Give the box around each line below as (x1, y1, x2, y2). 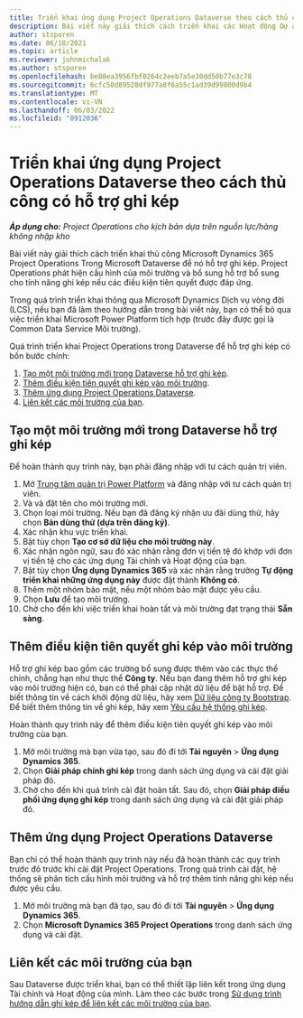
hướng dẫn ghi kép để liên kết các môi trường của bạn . (9, 998, 212, 1009)
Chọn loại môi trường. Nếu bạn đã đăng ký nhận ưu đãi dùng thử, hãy (22, 507, 280, 518)
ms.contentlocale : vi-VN (9, 97, 103, 107)
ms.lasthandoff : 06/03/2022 (9, 106, 115, 115)
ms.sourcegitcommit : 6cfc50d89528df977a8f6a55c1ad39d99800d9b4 (9, 80, 252, 89)
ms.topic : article (9, 47, 78, 56)
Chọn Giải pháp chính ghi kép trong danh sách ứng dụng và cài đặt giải (22, 765, 289, 776)
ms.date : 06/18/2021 (9, 38, 87, 48)
